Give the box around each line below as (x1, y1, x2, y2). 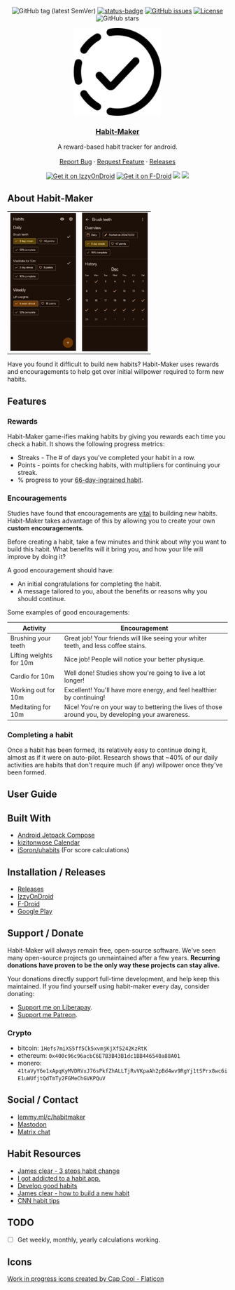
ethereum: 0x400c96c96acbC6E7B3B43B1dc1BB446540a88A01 (17, 1052, 180, 1060)
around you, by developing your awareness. (64, 711, 190, 719)
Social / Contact (7, 1094, 79, 1106)
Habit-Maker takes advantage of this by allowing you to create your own (7, 516, 215, 525)
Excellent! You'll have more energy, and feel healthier (64, 685, 217, 694)
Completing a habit (7, 730, 73, 739)
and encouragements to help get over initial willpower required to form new (7, 368, 225, 376)
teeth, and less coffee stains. (64, 642, 147, 650)
